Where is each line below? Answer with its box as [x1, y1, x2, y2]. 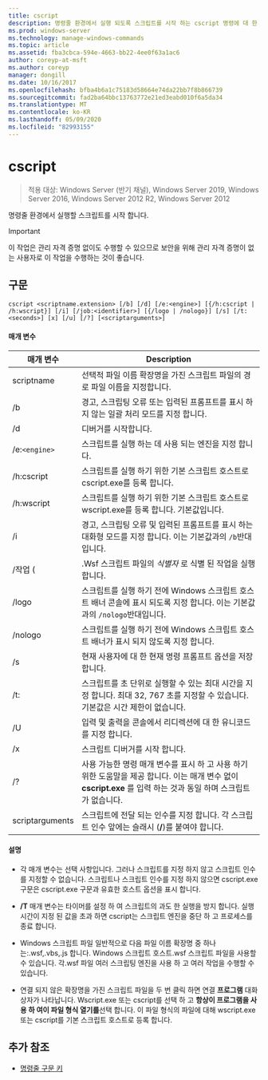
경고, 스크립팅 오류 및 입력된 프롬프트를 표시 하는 [81, 519, 254, 530]
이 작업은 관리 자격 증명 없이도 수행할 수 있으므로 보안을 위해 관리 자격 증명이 [8, 243, 246, 252]
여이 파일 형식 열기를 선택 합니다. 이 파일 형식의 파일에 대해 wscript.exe [36, 1005, 256, 1015]
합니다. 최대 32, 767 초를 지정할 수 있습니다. [91, 690, 249, 701]
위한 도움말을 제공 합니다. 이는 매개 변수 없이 [81, 770, 239, 781]
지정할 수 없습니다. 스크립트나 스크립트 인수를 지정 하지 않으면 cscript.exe [28, 874, 258, 884]
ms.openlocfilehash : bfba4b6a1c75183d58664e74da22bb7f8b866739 [8, 85, 223, 94]
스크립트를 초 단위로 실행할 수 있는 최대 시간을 [81, 678, 244, 689]
